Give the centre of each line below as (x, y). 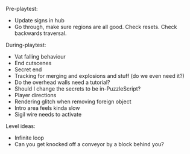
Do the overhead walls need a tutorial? (62, 82)
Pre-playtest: (22, 9)
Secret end (28, 69)
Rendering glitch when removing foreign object (73, 101)
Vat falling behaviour (40, 56)
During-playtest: (26, 45)
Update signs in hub (39, 20)
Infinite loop (29, 138)
